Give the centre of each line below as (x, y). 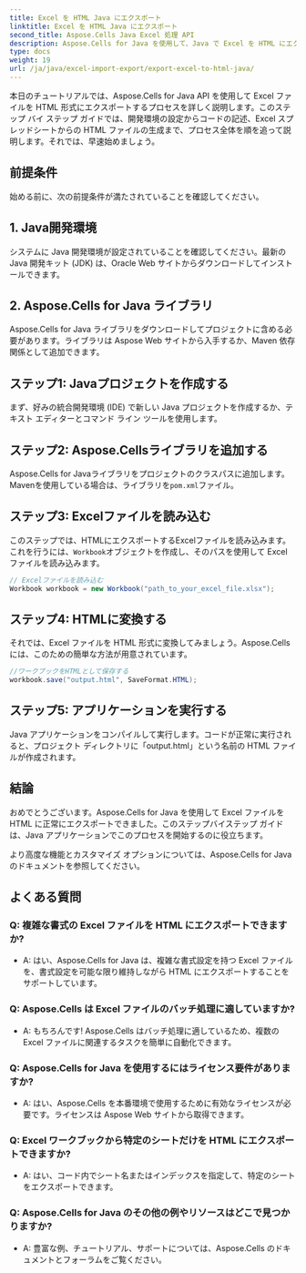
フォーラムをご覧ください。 (114, 1259)
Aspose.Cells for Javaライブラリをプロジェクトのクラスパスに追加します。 (149, 474)
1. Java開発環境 (53, 228)
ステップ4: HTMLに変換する (88, 619)
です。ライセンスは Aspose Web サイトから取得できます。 (139, 1114)
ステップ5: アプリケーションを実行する (118, 711)
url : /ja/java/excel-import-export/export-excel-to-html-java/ (132, 69)
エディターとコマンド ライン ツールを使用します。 (129, 419)
